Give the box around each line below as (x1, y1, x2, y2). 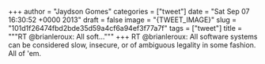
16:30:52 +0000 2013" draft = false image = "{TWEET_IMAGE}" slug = (8, 15, 237, 24)
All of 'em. (8, 49, 42, 58)
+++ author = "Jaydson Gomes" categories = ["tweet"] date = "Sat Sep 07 (8, 7, 251, 16)
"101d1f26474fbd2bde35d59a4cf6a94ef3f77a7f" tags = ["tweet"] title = (8, 24, 243, 32)
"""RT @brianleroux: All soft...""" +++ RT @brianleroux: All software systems (8, 32, 258, 41)
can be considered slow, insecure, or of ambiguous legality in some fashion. (8, 40, 256, 50)
